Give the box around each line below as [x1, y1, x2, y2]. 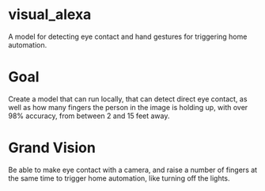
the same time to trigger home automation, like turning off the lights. [8, 173, 231, 183]
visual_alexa [8, 6, 92, 24]
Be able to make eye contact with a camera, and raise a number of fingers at [8, 165, 258, 174]
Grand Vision [8, 139, 97, 157]
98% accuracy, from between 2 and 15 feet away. [8, 111, 170, 120]
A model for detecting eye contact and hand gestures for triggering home [8, 32, 248, 41]
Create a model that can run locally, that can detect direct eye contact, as [8, 94, 248, 104]
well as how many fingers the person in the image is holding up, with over [8, 102, 248, 112]
